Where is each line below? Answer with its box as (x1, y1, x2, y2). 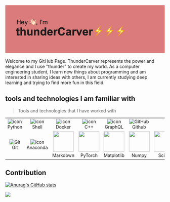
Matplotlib (103, 152, 125, 158)
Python (7, 124, 23, 130)
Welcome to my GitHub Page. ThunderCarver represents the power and (5, 58, 155, 64)
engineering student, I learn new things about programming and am (5, 69, 146, 75)
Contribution (5, 168, 47, 177)
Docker (55, 124, 71, 130)
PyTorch (80, 152, 98, 158)
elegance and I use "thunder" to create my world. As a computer (5, 63, 140, 70)
